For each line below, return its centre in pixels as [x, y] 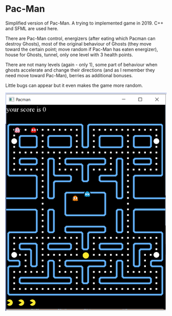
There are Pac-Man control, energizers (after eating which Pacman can [80, 38]
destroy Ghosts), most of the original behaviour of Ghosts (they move [79, 43]
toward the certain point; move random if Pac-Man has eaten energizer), [82, 49]
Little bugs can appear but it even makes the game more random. [74, 85]
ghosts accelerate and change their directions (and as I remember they [80, 70]
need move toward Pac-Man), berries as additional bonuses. [69, 75]
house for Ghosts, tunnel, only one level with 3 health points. [69, 55]
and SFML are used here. [32, 28]
